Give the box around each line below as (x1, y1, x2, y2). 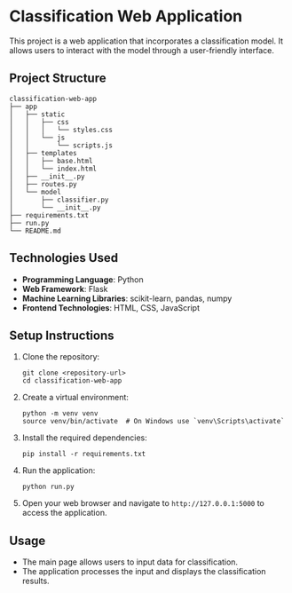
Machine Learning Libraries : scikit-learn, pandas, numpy (21, 293, 233, 304)
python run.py (21, 482, 75, 492)
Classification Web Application (9, 6, 242, 27)
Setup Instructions (9, 328, 114, 343)
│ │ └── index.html (9, 164, 98, 173)
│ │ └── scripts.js (9, 140, 114, 150)
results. (21, 575, 51, 587)
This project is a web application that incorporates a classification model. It (9, 36, 284, 46)
